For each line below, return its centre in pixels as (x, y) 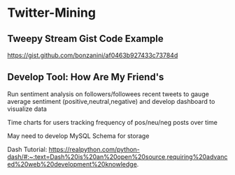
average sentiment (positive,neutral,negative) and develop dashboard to (111, 101)
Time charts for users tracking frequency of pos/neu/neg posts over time (113, 122)
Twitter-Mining (52, 13)
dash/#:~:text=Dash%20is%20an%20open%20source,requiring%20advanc (117, 157)
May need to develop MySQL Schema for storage (78, 136)
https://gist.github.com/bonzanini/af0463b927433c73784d (93, 55)
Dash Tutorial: (27, 149)
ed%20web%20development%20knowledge (72, 164)
